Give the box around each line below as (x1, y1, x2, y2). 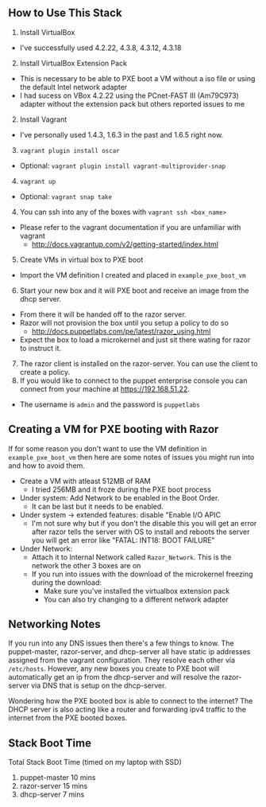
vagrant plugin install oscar (19, 146, 121, 154)
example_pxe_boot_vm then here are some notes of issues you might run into (8, 452, 255, 462)
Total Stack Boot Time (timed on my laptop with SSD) (8, 758, 183, 767)
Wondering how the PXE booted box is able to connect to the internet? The (8, 696, 253, 706)
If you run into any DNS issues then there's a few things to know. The (8, 638, 234, 648)
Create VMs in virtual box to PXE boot (19, 255, 144, 264)
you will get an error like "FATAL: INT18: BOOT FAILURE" (31, 535, 216, 544)
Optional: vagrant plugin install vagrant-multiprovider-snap (19, 161, 226, 170)
